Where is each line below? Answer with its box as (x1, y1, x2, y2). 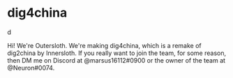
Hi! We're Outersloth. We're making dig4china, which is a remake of (7, 41, 202, 49)
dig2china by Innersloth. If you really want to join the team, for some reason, (7, 49, 227, 57)
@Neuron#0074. (7, 63, 55, 72)
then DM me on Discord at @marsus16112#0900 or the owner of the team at (7, 56, 225, 64)
